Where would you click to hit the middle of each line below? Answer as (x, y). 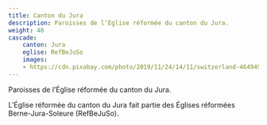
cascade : (23, 38)
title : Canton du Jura (46, 15)
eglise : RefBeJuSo (53, 52)
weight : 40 (26, 30)
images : (35, 60)
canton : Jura (44, 45)
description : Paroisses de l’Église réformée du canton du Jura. (118, 23)
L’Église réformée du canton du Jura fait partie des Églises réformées (122, 104)
